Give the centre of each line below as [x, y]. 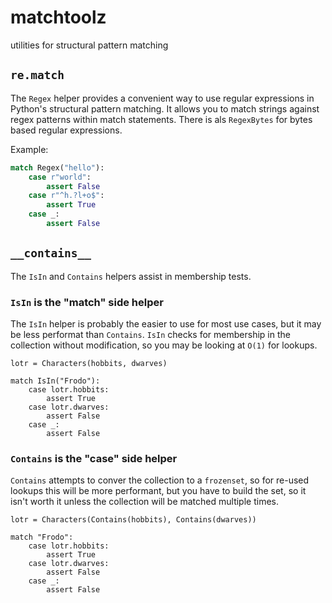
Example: [29, 149]
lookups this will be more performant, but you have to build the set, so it [158, 491]
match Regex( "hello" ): [57, 167]
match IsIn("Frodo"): [55, 381]
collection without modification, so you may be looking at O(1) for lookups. [164, 345]
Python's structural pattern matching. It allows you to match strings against [165, 108]
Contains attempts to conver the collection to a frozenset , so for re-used [160, 480]
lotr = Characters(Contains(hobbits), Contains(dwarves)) [133, 520]
